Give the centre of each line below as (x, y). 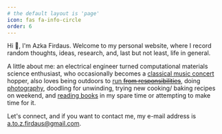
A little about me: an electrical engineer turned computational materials (108, 67)
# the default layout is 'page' (53, 13)
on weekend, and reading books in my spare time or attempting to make (109, 96)
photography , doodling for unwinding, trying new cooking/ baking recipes (111, 88)
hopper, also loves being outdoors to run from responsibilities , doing (104, 81)
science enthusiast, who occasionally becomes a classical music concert (111, 74)
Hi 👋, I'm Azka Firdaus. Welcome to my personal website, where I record (109, 46)
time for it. (22, 103)
